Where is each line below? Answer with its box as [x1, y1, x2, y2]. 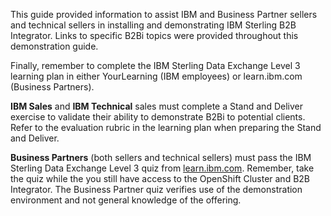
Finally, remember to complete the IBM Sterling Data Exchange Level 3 [10, 60, 301, 71]
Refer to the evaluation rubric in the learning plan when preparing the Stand [10, 122, 322, 133]
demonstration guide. [10, 40, 99, 52]
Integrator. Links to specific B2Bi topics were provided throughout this [10, 30, 299, 41]
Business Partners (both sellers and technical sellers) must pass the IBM [10, 152, 312, 163]
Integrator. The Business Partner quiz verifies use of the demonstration [10, 184, 303, 195]
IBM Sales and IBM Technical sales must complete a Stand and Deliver [10, 100, 303, 112]
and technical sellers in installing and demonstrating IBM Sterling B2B [10, 19, 297, 31]
